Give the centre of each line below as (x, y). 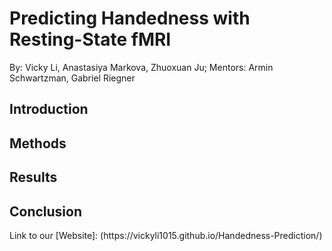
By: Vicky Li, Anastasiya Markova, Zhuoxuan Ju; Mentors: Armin (141, 67)
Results (33, 177)
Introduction (49, 109)
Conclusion (46, 211)
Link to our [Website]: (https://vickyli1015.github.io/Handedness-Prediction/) (166, 235)
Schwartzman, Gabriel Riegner (72, 78)
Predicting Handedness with (130, 18)
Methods (38, 143)
